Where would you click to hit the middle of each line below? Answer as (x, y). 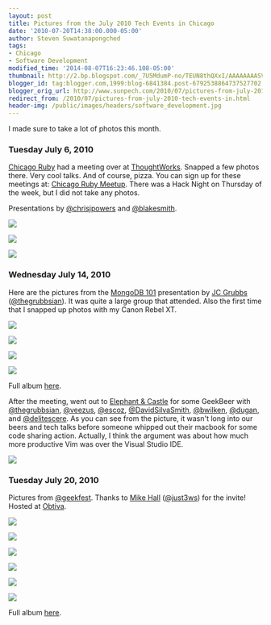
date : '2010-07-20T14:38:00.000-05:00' (75, 31)
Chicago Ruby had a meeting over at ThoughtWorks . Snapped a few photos (134, 167)
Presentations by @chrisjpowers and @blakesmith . (93, 208)
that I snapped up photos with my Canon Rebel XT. (93, 309)
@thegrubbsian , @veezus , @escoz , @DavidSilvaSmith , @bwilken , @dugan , (134, 410)
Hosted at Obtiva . (38, 506)
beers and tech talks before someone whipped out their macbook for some (133, 427)
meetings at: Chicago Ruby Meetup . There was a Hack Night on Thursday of (135, 184)
